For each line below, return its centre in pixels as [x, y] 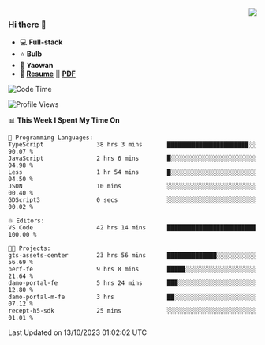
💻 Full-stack [41, 42]
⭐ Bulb [31, 54]
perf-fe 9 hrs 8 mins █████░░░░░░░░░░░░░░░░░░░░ [132, 269]
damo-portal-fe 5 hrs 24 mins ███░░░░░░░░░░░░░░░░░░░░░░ [132, 283]
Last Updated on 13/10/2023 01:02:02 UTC [78, 332]
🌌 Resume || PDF [48, 74]
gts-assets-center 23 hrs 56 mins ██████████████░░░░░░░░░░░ [132, 256]
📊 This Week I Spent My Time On [64, 120]
